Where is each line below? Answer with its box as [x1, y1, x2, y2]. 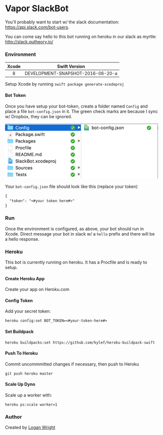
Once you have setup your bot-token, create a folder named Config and [5, 103, 148, 109]
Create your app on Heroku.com [5, 287, 69, 292]
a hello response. [5, 236, 40, 242]
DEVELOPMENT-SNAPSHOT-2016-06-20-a [24, 70, 117, 76]
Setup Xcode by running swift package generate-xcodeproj [5, 81, 125, 87]
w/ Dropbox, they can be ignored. [5, 113, 72, 119]
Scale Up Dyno [5, 381, 35, 387]
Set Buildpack [5, 328, 34, 334]
